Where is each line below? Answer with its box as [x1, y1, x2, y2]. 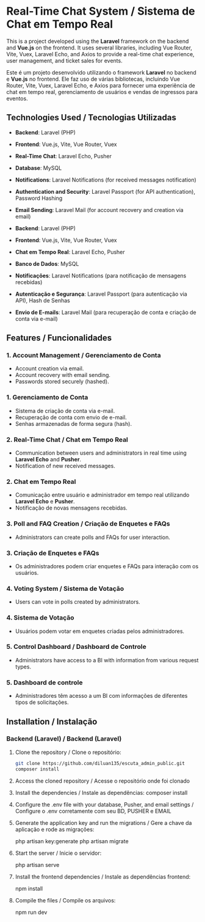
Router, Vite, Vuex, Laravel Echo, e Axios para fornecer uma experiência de [6, 81, 195, 89]
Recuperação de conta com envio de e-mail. [15, 414, 127, 421]
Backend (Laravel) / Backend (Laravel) [6, 734, 122, 743]
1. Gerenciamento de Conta [6, 393, 88, 401]
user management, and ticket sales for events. [6, 57, 123, 64]
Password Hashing [15, 194, 63, 202]
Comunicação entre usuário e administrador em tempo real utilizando [15, 491, 190, 499]
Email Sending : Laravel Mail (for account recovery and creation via [15, 206, 184, 213]
